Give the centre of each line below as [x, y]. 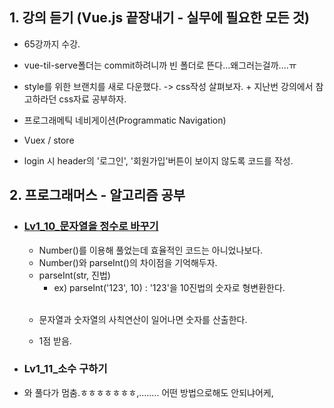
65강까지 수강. [52, 44]
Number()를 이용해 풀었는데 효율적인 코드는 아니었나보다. [151, 250]
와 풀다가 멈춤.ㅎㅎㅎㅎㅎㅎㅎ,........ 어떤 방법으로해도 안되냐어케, [148, 392]
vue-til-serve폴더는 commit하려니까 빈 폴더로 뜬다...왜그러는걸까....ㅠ [160, 65]
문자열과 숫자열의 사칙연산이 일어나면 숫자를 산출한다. [143, 319]
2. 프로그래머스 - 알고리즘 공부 [97, 195]
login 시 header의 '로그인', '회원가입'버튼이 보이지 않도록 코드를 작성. [158, 160]
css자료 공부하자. [92, 99]
